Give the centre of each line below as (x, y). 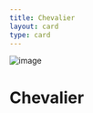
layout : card (34, 26)
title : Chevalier (42, 18)
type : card (30, 35)
